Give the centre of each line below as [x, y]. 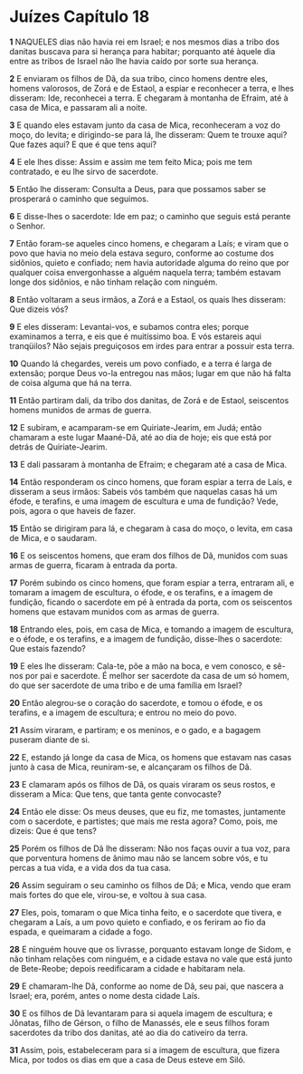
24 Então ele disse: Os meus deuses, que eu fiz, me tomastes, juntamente [148, 811]
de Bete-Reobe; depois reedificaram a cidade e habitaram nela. [128, 968]
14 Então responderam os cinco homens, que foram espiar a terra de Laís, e [151, 481]
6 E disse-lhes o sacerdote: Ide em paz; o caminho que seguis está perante [150, 216]
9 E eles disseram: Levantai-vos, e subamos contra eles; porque [129, 326]
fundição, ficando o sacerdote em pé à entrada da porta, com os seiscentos [151, 602]
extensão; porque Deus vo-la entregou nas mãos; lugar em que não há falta [150, 373]
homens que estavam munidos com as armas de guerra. [114, 611]
